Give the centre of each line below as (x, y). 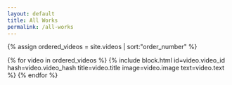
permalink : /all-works (40, 27)
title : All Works (33, 20)
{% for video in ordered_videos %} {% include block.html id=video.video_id (116, 60)
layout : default (31, 14)
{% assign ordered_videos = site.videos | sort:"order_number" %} (102, 47)
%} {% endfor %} (33, 75)
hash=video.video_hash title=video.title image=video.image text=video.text (116, 68)
